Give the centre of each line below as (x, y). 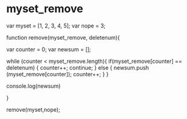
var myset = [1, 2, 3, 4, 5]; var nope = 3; (56, 26)
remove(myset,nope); (34, 109)
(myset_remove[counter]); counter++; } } (58, 74)
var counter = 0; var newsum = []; (49, 49)
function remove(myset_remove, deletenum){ (63, 37)
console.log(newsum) (34, 86)
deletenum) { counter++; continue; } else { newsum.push (78, 67)
